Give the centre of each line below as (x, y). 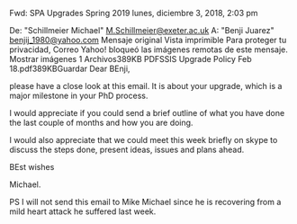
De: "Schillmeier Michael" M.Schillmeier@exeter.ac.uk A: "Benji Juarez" (142, 30)
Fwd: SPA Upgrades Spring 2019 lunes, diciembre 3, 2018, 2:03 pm (134, 13)
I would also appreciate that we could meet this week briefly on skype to (144, 140)
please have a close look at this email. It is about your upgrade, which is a (146, 86)
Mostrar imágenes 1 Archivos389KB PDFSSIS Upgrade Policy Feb (130, 59)
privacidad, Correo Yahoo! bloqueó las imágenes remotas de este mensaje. (148, 49)
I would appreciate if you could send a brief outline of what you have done (147, 113)
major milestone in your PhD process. (79, 95)
